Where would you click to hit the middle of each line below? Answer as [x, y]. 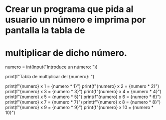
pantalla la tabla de [45, 30]
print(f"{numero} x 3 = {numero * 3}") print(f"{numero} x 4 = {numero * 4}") [83, 92]
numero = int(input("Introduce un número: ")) [52, 67]
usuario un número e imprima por [76, 20]
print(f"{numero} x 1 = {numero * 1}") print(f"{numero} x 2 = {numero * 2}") [82, 86]
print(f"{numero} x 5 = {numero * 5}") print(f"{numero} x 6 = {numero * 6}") [83, 97]
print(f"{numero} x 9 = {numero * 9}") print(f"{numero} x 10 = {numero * [79, 108]
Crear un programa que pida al [69, 9]
